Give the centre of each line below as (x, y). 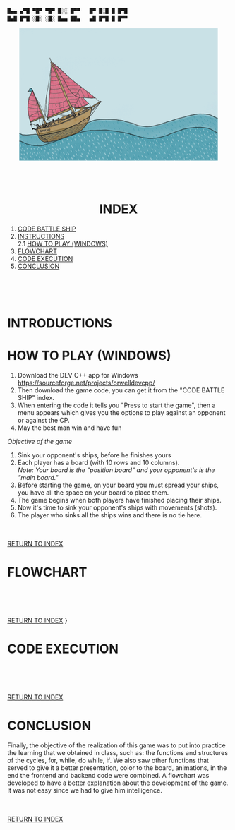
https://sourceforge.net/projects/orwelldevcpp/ (86, 383)
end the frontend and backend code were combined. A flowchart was (108, 775)
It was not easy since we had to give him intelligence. (85, 790)
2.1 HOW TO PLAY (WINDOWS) (62, 243)
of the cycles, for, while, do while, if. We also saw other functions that (108, 760)
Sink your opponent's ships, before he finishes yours (94, 455)
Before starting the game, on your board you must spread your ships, (118, 485)
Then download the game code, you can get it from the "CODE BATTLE (121, 390)
